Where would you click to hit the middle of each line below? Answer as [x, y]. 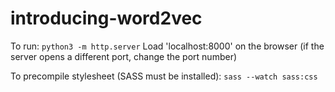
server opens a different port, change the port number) [124, 56]
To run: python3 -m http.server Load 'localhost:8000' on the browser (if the [167, 46]
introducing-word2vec [106, 18]
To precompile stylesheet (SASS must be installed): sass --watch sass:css [164, 76]
